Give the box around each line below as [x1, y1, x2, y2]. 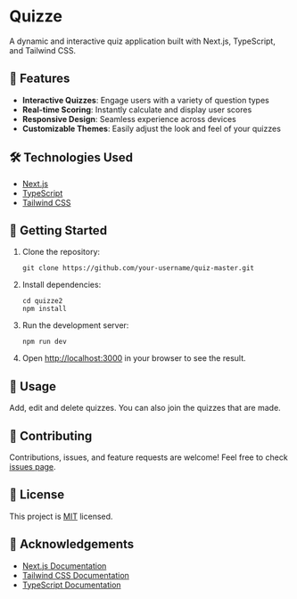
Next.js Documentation [21, 560, 107, 571]
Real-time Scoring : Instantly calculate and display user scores [21, 104, 252, 115]
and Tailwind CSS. [9, 45, 77, 55]
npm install [21, 305, 67, 314]
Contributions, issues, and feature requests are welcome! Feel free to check [9, 452, 288, 463]
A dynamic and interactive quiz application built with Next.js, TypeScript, [9, 36, 276, 46]
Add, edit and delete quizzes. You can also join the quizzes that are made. [9, 403, 281, 414]
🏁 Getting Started [9, 223, 108, 238]
